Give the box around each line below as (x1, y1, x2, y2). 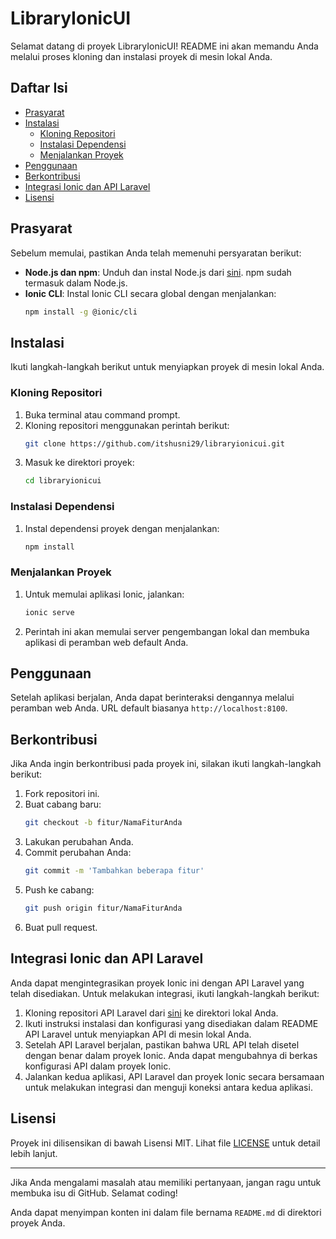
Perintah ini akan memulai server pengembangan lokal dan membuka (24, 625, 310, 637)
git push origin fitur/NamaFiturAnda (24, 903, 183, 914)
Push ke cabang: (24, 884, 95, 896)
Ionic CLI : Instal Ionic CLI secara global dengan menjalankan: (24, 287, 277, 299)
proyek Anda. (10, 1217, 66, 1229)
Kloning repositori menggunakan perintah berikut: (24, 419, 230, 431)
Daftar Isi (10, 80, 68, 97)
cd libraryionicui (24, 476, 102, 486)
